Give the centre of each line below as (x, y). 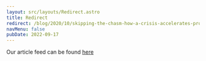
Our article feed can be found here (50, 52)
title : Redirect (27, 18)
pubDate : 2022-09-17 (33, 35)
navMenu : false (26, 29)
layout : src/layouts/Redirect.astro (53, 12)
